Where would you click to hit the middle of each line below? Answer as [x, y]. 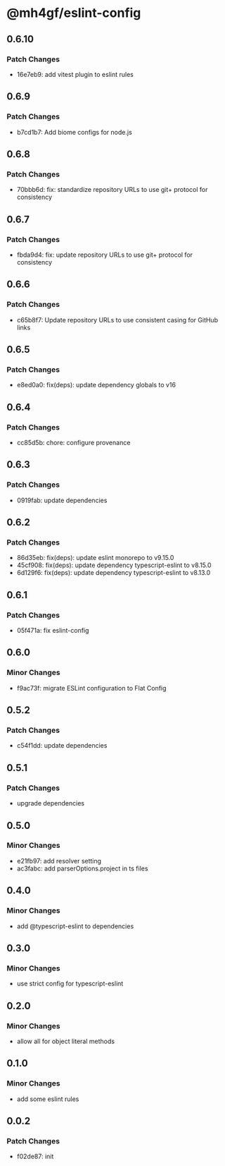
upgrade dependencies [51, 803]
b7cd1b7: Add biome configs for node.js [75, 132]
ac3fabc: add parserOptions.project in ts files [82, 868]
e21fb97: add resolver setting [59, 861]
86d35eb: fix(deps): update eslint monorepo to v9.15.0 [95, 558]
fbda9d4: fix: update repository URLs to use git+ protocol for [105, 255]
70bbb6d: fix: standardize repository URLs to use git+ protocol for [112, 190]
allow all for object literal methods [66, 1041]
